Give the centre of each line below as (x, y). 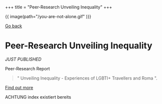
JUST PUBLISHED (23, 59)
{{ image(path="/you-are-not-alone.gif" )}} (48, 16)
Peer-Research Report (28, 68)
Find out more (19, 87)
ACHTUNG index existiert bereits (38, 97)
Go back (14, 26)
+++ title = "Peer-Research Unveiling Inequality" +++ (59, 7)
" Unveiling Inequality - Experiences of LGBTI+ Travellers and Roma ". (87, 78)
